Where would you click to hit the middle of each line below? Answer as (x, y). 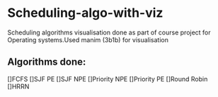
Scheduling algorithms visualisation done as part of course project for (109, 32)
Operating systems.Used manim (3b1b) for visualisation (88, 39)
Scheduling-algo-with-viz (85, 13)
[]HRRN (18, 86)
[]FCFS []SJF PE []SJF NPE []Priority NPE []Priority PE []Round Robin (108, 79)
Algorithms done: (47, 62)
